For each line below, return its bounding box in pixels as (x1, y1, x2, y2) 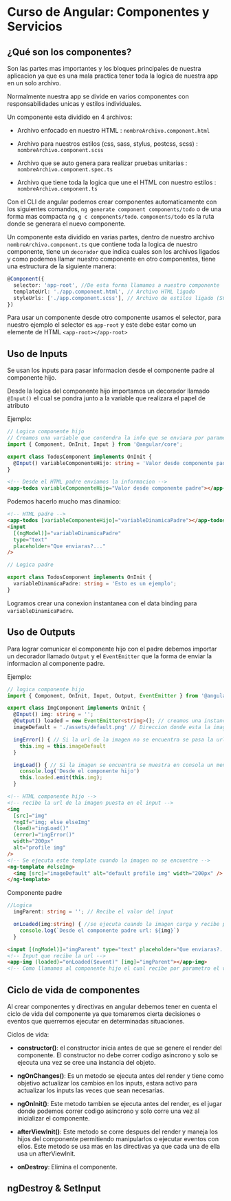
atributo (7, 402, 30, 410)
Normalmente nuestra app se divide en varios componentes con (7, 92, 189, 100)
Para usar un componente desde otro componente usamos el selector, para (7, 314, 221, 322)
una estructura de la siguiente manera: (7, 262, 117, 270)
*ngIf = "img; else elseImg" (13, 819, 91, 825)
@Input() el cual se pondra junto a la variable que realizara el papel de (7, 394, 206, 402)
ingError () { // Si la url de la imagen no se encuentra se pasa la (13, 736, 214, 743)
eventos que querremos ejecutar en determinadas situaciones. (7, 1017, 185, 1025)
